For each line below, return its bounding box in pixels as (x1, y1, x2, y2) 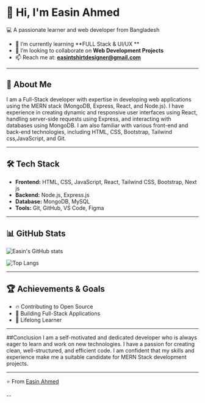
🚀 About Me (6, 79, 52, 90)
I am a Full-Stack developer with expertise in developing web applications (6, 95, 192, 103)
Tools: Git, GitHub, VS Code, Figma (15, 204, 104, 212)
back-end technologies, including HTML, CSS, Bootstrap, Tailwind (6, 128, 173, 135)
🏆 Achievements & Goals (6, 284, 105, 294)
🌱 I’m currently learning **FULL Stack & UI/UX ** (15, 40, 140, 48)
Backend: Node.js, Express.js (15, 191, 90, 198)
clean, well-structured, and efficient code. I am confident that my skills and (6, 347, 195, 354)
